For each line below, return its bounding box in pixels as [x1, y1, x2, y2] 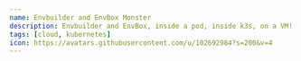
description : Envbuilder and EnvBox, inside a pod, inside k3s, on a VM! [9, 22, 294, 30]
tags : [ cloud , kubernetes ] [9, 30, 111, 39]
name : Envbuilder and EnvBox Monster [9, 13, 152, 22]
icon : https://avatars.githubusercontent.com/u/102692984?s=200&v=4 [9, 38, 273, 48]
